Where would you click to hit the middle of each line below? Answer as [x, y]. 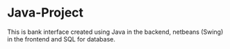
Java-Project [46, 13]
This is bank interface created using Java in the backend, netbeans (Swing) [115, 32]
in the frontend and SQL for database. [61, 39]
